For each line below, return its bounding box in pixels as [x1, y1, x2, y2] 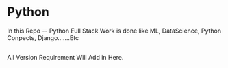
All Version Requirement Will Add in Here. [7, 54, 124, 62]
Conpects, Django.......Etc [7, 33, 79, 41]
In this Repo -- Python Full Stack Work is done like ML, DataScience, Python [7, 27, 221, 35]
